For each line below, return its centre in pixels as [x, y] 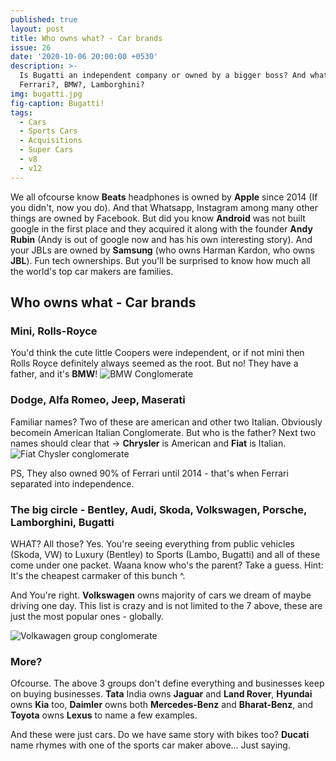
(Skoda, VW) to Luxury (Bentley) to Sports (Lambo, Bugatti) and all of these [165, 554]
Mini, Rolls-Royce [54, 331]
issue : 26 [31, 47]
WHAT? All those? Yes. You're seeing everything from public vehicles [152, 543]
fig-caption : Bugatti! [57, 103]
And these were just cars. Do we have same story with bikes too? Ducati [160, 735]
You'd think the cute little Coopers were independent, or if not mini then [157, 353]
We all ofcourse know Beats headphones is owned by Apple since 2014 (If [164, 197]
